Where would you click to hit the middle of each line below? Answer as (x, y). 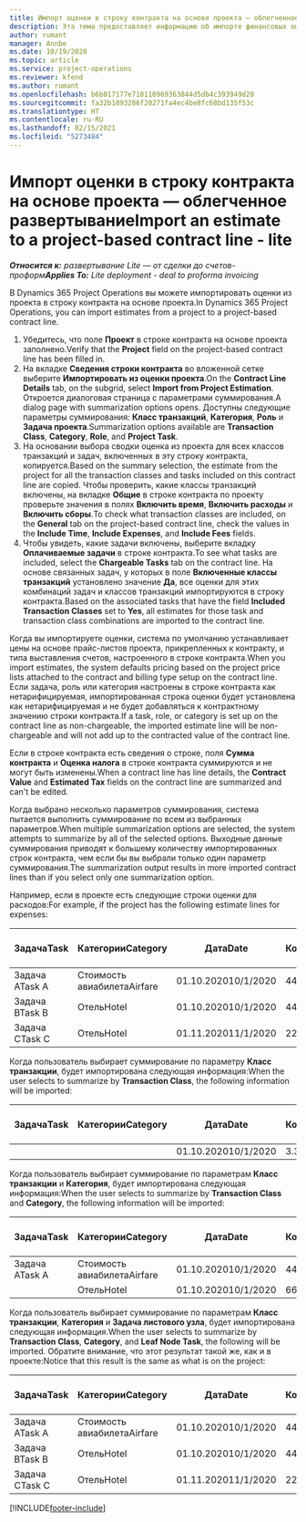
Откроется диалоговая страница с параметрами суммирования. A (152, 397)
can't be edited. (39, 791)
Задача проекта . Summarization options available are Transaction (148, 426)
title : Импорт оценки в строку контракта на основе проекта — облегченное (154, 18)
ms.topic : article (44, 60)
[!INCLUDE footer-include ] (58, 1507)
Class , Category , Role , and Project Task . (101, 436)
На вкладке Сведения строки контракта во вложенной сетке (143, 368)
